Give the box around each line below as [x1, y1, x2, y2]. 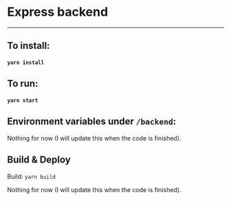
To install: [7, 40, 50, 52]
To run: [7, 78, 38, 89]
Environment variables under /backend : [7, 116, 177, 127]
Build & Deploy [7, 154, 71, 166]
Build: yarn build [7, 172, 56, 180]
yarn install [7, 59, 45, 66]
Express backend [7, 4, 109, 20]
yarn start [7, 97, 38, 104]
